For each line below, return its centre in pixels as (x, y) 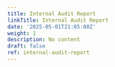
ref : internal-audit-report (49, 53)
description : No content (44, 40)
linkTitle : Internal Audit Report (58, 20)
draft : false (26, 46)
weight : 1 (22, 33)
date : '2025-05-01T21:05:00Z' (52, 27)
